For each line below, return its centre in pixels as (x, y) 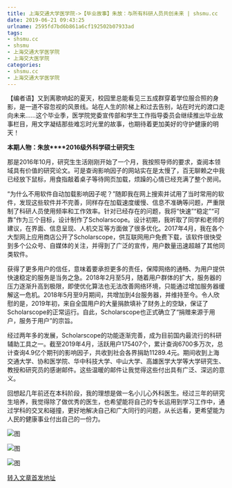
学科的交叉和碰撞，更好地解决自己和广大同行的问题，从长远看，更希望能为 (119, 411)
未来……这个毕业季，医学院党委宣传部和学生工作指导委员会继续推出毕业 (115, 115)
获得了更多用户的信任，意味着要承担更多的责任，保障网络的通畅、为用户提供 (116, 269)
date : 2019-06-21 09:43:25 (46, 20)
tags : (15, 33)
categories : (24, 65)
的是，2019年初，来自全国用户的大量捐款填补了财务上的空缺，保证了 (110, 304)
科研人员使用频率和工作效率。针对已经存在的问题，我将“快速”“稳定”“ (116, 211)
